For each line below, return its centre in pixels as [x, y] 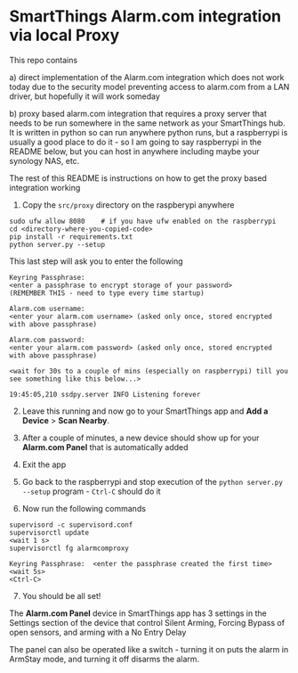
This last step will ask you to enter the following [97, 261]
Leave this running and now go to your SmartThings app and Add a [145, 411]
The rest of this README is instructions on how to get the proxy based [138, 178]
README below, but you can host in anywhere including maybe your [134, 151]
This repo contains [44, 60]
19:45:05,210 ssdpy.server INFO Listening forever [105, 394]
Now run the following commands [84, 508]
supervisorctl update [49, 532]
